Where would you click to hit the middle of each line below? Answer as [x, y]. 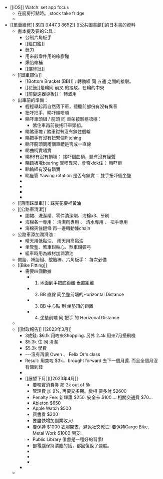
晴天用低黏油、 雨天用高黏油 [54, 241]
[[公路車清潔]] [32, 209]
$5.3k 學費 [36, 348]
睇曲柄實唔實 [38, 150]
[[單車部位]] [30, 75]
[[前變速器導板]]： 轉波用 [51, 94]
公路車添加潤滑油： [37, 234]
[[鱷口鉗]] [35, 44]
